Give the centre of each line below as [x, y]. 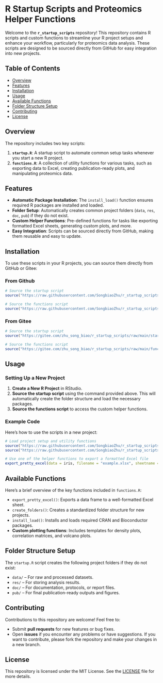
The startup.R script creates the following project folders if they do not [76, 562]
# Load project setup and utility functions [51, 441]
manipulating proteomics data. [42, 173]
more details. [18, 676]
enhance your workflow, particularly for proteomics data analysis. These [77, 43]
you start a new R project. [38, 158]
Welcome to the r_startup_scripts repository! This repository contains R [78, 33]
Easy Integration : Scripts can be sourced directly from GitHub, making [83, 231]
